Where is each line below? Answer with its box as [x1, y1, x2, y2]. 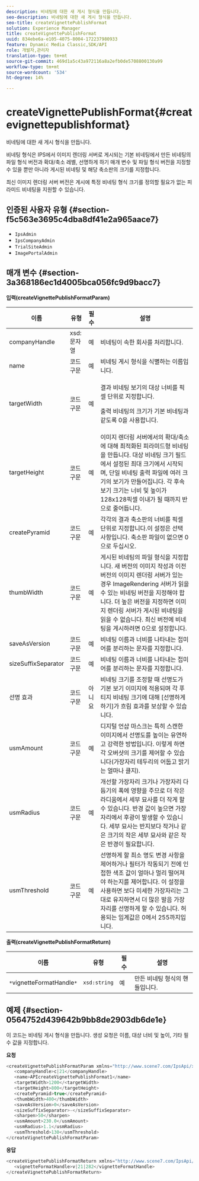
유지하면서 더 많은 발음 [113, 895, 173, 904]
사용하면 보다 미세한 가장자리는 [100, 886, 182, 895]
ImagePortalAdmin [14, 250, 58, 256]
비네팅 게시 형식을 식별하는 [100, 357, 171, 365]
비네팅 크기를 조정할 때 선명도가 [100, 675, 184, 684]
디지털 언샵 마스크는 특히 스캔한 [100, 722, 184, 730]
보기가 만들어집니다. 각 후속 [113, 477, 185, 486]
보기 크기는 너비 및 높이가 [100, 486, 167, 494]
